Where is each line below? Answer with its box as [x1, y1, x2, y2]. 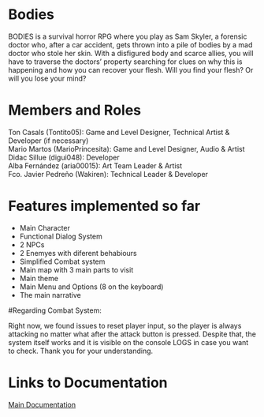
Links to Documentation [8, 374, 168, 392]
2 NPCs [19, 239, 45, 250]
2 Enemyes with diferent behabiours [19, 248, 137, 257]
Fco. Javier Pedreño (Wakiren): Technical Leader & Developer [8, 169, 209, 178]
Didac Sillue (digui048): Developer [8, 152, 120, 162]
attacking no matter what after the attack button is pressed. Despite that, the [8, 329, 256, 339]
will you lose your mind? [8, 73, 87, 83]
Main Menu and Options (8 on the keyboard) [19, 282, 164, 291]
